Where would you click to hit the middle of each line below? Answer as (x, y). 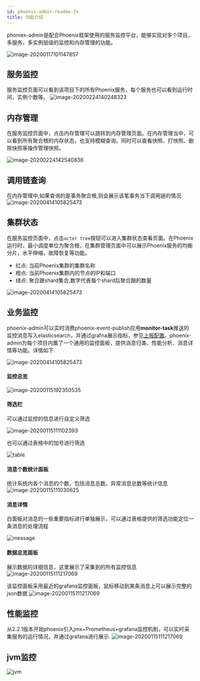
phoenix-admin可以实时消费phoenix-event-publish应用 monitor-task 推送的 (98, 328)
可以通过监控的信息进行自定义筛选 (48, 418)
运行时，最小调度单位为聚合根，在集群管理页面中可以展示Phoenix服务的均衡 (100, 245)
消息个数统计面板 (28, 469)
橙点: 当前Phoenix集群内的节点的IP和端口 (66, 273)
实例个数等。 (33, 97)
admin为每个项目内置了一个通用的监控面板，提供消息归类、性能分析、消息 (98, 343)
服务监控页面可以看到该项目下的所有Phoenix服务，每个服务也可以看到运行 (97, 90)
